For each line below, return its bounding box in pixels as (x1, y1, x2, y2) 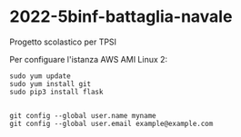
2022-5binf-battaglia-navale (9, 6, 233, 27)
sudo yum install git (9, 79, 92, 88)
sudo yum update (9, 71, 71, 81)
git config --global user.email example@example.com (9, 119, 214, 128)
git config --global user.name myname (9, 111, 156, 120)
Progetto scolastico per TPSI (9, 36, 116, 47)
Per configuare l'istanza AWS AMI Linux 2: (9, 54, 168, 64)
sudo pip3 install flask (9, 87, 104, 96)
